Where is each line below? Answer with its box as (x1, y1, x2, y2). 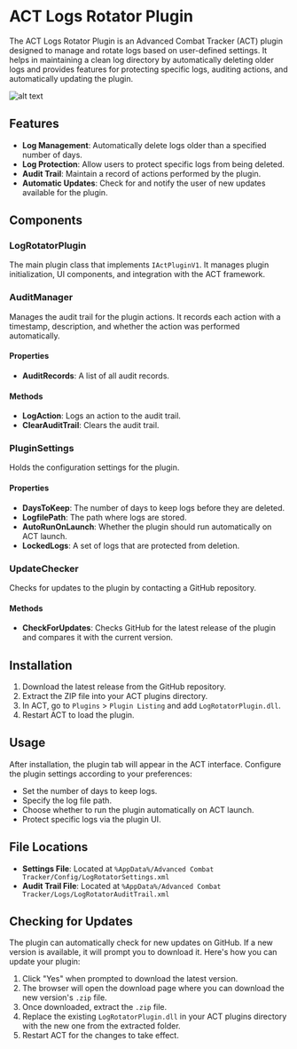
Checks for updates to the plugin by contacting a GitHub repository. (9, 582, 257, 592)
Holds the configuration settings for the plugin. (9, 462, 180, 473)
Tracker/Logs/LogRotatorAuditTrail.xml (21, 890, 170, 899)
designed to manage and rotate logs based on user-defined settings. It (9, 44, 268, 55)
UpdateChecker (9, 562, 79, 575)
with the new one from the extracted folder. (21, 1021, 181, 1031)
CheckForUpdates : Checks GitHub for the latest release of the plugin (21, 623, 277, 633)
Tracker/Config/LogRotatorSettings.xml (21, 872, 170, 881)
